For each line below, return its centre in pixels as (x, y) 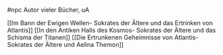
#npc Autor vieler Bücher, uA (48, 10)
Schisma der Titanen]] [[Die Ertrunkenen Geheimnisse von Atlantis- (103, 37)
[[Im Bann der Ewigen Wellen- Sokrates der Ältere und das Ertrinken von (110, 23)
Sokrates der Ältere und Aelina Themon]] (66, 44)
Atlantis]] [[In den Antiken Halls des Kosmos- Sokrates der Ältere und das (111, 30)
